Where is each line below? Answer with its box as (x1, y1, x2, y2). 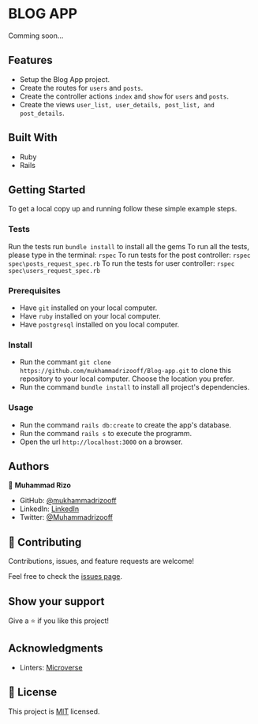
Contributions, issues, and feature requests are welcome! (8, 557, 195, 566)
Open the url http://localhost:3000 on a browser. (19, 437, 183, 446)
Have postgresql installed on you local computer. (19, 319, 180, 329)
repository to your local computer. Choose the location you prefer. (19, 374, 235, 383)
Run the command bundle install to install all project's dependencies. (19, 383, 250, 392)
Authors (8, 459, 50, 473)
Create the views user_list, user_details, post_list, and (19, 99, 215, 109)
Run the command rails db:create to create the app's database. (19, 420, 232, 430)
